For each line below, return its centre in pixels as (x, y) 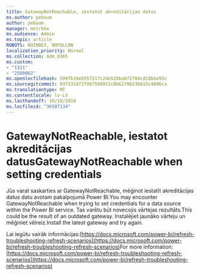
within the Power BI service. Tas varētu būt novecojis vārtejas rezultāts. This (99, 210)
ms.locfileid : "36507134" (38, 106)
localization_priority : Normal (45, 51)
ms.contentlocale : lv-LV (37, 95)
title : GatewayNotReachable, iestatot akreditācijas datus (81, 12)
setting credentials (54, 174)
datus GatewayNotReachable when (95, 161)
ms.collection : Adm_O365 (37, 56)
